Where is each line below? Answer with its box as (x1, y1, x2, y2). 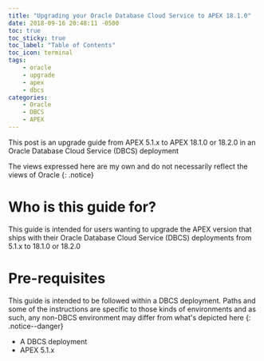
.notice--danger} (8, 321, 64, 331)
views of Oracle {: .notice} (8, 169, 94, 180)
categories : (8, 93, 48, 101)
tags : (8, 57, 26, 65)
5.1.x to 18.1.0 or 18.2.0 (8, 241, 81, 251)
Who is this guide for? (8, 198, 157, 216)
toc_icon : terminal (8, 49, 73, 57)
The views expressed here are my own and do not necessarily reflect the (8, 161, 248, 171)
